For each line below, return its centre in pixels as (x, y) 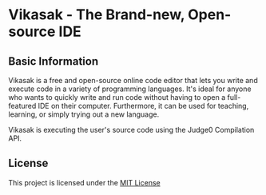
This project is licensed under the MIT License (85, 182)
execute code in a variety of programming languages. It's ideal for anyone (130, 89)
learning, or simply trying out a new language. (84, 114)
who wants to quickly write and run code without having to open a (117, 97)
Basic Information (54, 61)
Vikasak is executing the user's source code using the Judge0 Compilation (131, 130)
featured (22, 106)
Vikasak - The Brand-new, (97, 15)
